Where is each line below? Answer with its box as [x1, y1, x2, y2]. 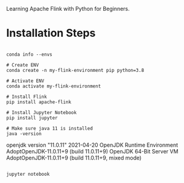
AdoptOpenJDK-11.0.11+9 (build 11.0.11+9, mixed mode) [6, 154, 142, 161]
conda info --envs [6, 51, 52, 57]
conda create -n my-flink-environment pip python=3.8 [6, 67, 145, 73]
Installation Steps [6, 27, 96, 40]
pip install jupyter [6, 115, 59, 121]
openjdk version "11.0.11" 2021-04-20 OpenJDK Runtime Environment [6, 141, 179, 149]
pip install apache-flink [6, 99, 71, 105]
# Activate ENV [6, 78, 45, 84]
